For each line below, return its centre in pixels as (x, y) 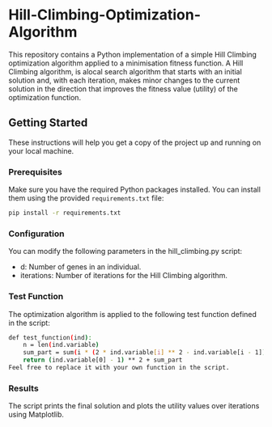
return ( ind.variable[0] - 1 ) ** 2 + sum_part (103, 360)
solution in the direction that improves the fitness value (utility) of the (123, 89)
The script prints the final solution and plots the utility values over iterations (134, 406)
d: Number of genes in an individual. (81, 267)
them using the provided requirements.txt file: (86, 198)
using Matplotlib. (36, 415)
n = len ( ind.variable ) (61, 345)
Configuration (36, 234)
